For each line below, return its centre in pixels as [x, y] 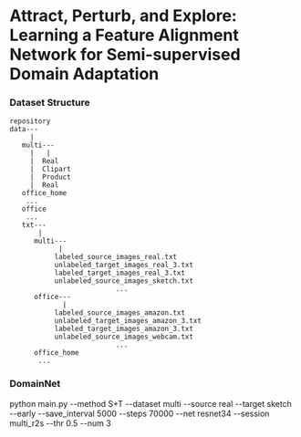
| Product [50, 177]
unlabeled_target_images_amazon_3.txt [128, 321]
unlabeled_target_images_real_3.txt [124, 265]
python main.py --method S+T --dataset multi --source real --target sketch [150, 403]
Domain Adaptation [84, 74]
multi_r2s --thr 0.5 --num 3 [60, 423]
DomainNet [35, 384]
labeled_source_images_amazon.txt [119, 313]
